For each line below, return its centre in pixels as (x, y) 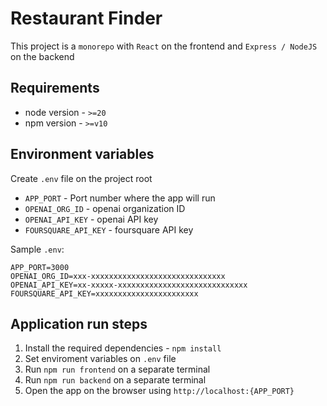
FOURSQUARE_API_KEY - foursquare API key (109, 229)
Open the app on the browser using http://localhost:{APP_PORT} (159, 391)
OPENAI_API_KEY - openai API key (91, 219)
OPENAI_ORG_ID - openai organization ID (105, 208)
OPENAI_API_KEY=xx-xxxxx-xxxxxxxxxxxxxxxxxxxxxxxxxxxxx (129, 285)
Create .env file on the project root (81, 178)
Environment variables (82, 154)
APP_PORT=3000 (40, 267)
